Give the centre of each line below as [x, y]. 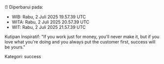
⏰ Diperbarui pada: [24, 7]
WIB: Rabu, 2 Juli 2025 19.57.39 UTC [49, 17]
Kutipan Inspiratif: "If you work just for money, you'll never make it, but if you [82, 37]
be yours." [15, 47]
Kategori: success [23, 56]
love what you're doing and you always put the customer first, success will [80, 42]
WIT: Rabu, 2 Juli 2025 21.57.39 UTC [49, 27]
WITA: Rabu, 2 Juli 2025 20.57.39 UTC [50, 22]
